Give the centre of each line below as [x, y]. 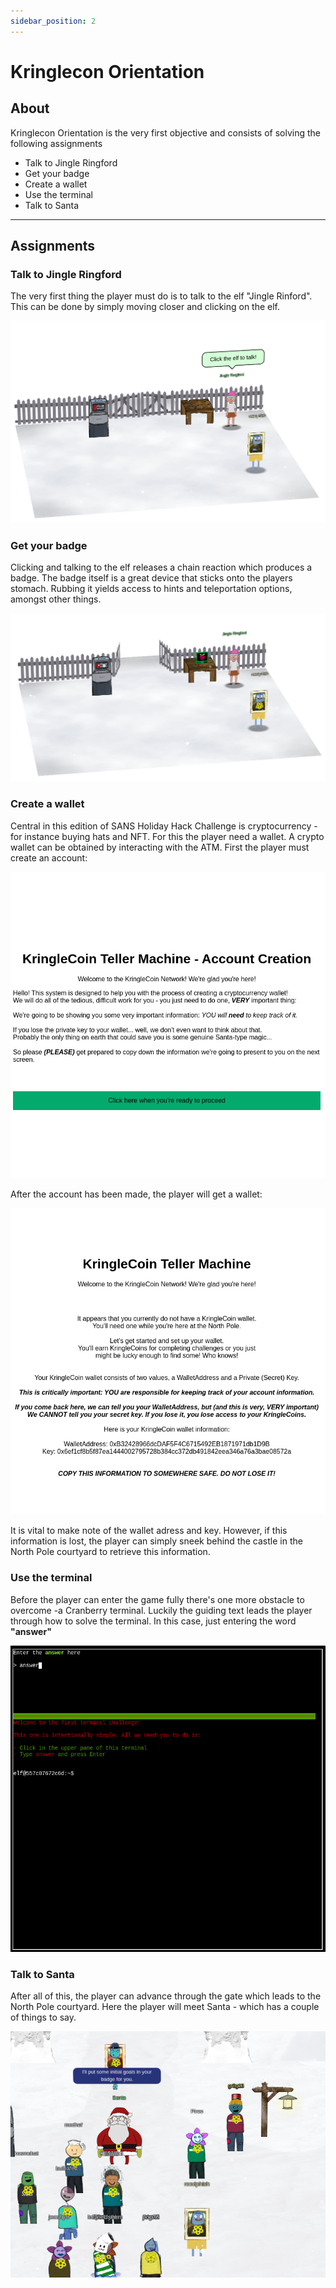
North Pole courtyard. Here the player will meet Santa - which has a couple [165, 2007]
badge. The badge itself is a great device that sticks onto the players [151, 578]
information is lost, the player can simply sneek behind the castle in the [156, 1541]
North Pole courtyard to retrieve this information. [110, 1552]
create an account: [49, 857]
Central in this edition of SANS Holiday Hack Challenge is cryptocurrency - [164, 826]
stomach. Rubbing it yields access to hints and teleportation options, [151, 589]
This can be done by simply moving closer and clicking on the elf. [145, 307]
